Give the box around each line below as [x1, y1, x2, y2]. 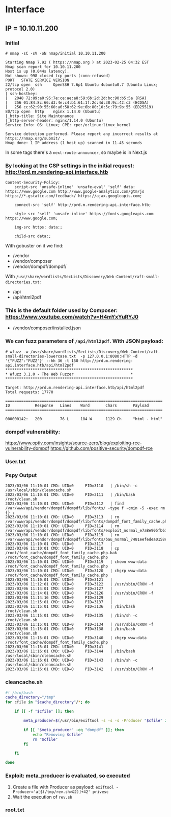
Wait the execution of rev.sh [12, 793, 73, 800]
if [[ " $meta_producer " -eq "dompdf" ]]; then [23, 727, 124, 732]
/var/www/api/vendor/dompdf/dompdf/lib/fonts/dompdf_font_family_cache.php [5, 519, 169, 525]
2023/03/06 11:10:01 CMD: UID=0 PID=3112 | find [5, 501, 124, 507]
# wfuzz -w [5, 349, 28, 354]
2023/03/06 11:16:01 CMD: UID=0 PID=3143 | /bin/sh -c [5, 658, 138, 663]
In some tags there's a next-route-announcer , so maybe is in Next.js [5, 149, 148, 155]
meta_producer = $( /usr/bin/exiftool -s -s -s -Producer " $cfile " [23, 718, 163, 723]
